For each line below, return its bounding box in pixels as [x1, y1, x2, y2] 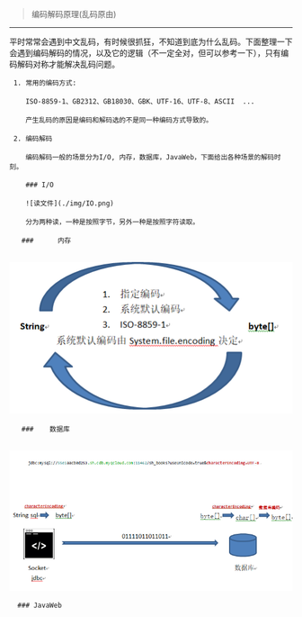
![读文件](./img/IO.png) [25, 199, 115, 208]
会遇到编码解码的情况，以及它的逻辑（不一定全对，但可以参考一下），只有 [9, 48, 281, 58]
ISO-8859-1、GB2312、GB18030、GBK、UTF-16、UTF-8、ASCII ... [25, 97, 255, 106]
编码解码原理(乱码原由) [31, 9, 117, 19]
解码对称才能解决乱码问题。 [16, 59, 120, 69]
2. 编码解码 [13, 134, 53, 143]
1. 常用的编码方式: [13, 78, 77, 87]
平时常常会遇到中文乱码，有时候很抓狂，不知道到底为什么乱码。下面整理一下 [9, 36, 293, 47]
